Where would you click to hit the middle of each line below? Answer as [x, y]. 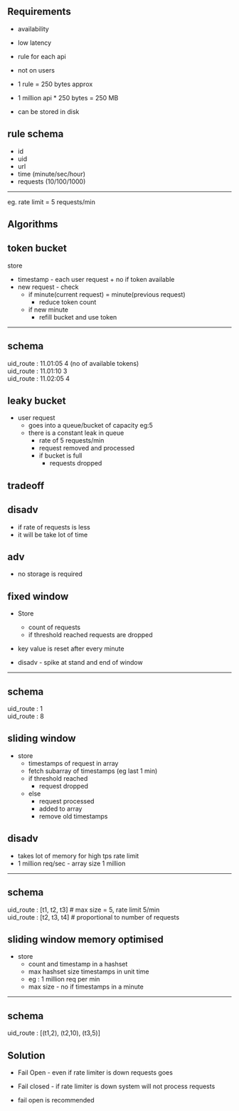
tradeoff [26, 486]
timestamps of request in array [73, 763]
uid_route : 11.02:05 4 [38, 378]
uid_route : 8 [26, 716]
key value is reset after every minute [71, 649]
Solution [26, 1055]
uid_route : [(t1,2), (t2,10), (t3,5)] [54, 1033]
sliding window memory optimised [85, 939]
